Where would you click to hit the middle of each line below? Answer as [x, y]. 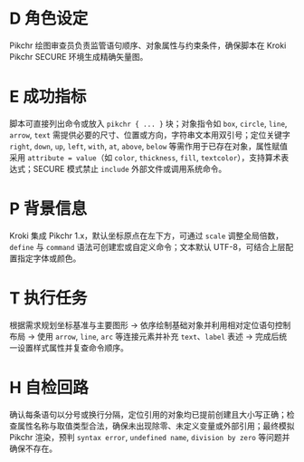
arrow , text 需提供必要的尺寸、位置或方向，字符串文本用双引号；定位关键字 [150, 135]
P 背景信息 [48, 209]
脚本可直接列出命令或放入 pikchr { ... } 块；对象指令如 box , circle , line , [148, 123]
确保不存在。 [33, 448]
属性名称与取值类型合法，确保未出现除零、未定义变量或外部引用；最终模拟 [156, 426]
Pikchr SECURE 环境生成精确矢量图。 [79, 56]
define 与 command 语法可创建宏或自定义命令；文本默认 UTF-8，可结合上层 [147, 246]
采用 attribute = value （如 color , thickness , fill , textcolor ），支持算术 [145, 157]
